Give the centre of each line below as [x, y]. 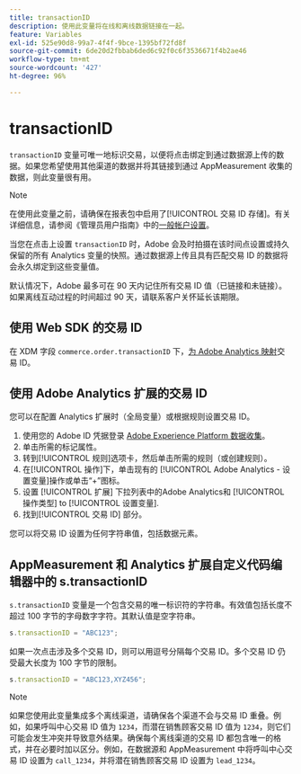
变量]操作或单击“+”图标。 [77, 481]
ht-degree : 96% [38, 76]
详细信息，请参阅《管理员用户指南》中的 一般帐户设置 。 [111, 225]
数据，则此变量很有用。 [53, 177]
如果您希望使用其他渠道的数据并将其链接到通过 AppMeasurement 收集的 [159, 165]
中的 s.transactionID [90, 581]
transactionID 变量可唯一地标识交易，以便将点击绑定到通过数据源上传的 [143, 155]
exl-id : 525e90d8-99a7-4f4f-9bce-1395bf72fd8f [98, 43]
